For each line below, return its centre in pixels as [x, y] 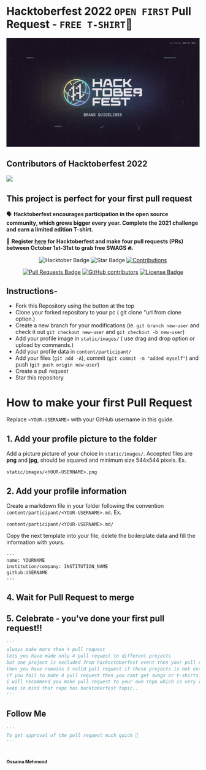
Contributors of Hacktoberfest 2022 [77, 164]
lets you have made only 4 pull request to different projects [89, 656]
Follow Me [26, 714]
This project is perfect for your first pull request [99, 199]
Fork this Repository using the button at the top [75, 306]
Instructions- [32, 291]
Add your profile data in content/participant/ [73, 352]
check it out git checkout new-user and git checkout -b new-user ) [100, 332]
